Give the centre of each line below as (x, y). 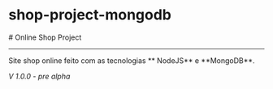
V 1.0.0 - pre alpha (39, 76)
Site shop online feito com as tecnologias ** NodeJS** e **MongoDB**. (132, 60)
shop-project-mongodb (90, 15)
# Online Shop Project (45, 37)
